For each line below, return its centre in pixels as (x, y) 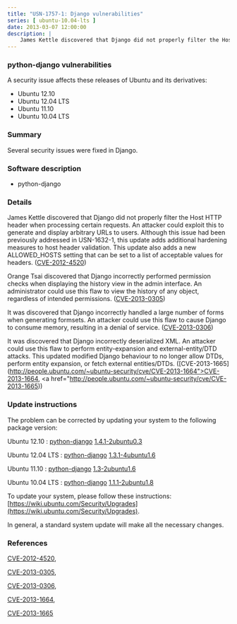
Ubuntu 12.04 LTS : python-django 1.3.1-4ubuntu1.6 (81, 455)
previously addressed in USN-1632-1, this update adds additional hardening (117, 240)
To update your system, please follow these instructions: (89, 496)
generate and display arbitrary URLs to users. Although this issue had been (116, 232)
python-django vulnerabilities (60, 65)
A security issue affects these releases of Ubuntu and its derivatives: (107, 80)
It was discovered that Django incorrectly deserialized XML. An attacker (112, 341)
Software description (44, 168)
